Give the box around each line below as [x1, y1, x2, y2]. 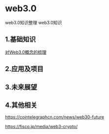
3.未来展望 [5, 83, 38, 91]
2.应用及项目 [5, 65, 44, 73]
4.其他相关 [5, 101, 38, 109]
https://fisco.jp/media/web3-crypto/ [5, 124, 78, 130]
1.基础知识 [5, 35, 36, 44]
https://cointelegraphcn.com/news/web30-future [5, 114, 104, 120]
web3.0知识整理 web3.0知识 [5, 19, 62, 25]
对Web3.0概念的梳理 [5, 49, 46, 55]
